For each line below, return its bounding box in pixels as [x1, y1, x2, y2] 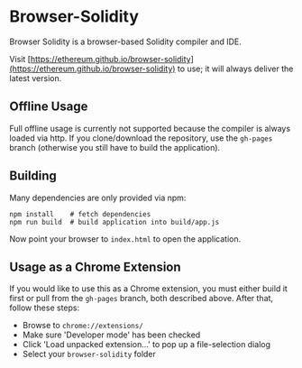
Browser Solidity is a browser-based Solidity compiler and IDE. [9, 36, 242, 47]
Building [9, 169, 57, 184]
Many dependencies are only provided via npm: [9, 192, 187, 203]
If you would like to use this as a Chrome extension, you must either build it [9, 283, 288, 294]
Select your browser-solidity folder [22, 349, 156, 360]
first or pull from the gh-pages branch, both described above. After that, [9, 293, 273, 304]
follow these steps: [9, 302, 79, 313]
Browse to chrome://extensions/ [22, 320, 144, 331]
